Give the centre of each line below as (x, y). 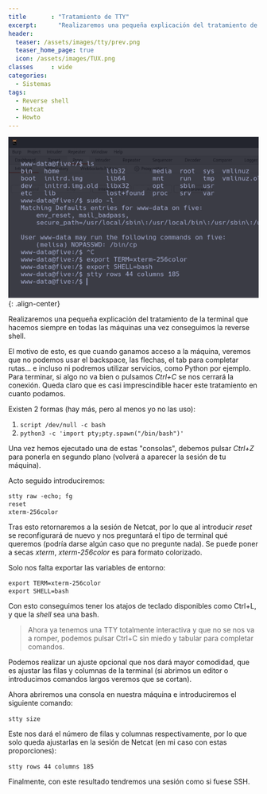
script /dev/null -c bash (62, 426)
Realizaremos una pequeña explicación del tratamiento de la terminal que (128, 319)
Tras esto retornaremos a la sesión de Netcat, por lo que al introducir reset (130, 527)
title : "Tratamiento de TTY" (69, 17)
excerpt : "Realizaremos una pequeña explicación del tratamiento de (133, 25)
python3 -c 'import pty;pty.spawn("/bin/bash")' (102, 434)
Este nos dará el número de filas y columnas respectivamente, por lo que (128, 734)
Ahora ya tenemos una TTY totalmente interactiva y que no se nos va (141, 630)
